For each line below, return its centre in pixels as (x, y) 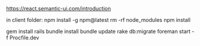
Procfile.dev (24, 37)
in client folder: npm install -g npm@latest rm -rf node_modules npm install (99, 20)
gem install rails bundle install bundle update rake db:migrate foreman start (99, 31)
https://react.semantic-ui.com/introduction (59, 9)
